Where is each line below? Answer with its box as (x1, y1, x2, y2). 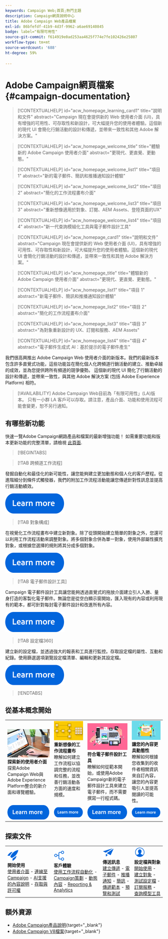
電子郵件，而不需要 (87, 789, 127, 795)
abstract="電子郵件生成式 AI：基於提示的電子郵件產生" (17, 344, 130, 350)
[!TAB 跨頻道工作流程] (17, 460, 62, 466)
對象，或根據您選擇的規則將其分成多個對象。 (5, 542, 97, 549)
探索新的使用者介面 (7, 758, 47, 764)
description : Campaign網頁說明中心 (5, 13, 75, 19)
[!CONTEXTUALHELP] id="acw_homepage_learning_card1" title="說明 (17, 108, 162, 114)
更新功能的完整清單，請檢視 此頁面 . (9, 439, 82, 446)
